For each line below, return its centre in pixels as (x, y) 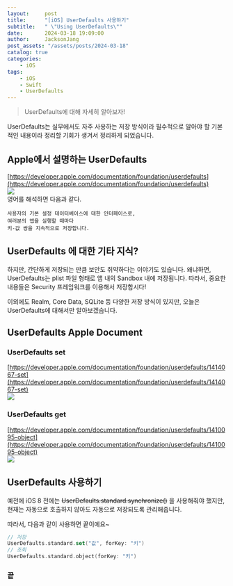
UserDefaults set (37, 352)
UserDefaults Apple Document (75, 333)
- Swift (31, 85)
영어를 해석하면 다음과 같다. (45, 199)
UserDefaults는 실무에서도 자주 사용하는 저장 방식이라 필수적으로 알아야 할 (109, 127)
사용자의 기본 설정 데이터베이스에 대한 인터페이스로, (71, 213)
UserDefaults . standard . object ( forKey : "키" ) (72, 557)
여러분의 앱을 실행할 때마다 (41, 221)
